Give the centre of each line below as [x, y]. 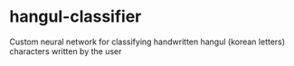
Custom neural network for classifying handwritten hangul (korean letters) [147, 42]
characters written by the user [66, 51]
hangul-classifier [76, 17]
